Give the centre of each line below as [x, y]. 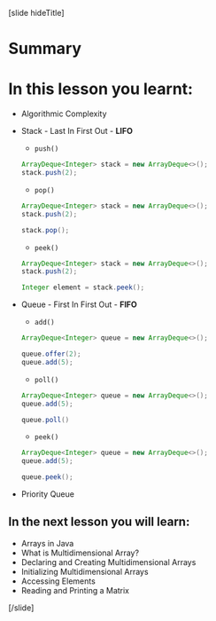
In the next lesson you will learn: [99, 522]
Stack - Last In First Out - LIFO [77, 131]
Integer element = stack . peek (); [83, 287]
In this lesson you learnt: [101, 89]
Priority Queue [47, 494]
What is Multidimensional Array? [80, 553]
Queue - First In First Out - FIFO [79, 304]
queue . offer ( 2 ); [51, 354]
